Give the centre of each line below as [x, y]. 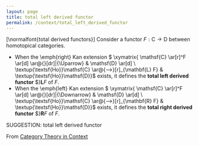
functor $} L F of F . [37, 82]
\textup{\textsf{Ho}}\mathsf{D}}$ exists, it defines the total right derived [103, 108]
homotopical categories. [36, 46]
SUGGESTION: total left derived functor [54, 125]
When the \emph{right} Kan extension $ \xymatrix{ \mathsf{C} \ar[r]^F [100, 57]
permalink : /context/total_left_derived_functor [67, 22]
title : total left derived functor [50, 17]
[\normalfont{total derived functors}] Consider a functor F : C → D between [98, 40]
